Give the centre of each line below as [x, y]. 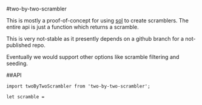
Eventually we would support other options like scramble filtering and [93, 57]
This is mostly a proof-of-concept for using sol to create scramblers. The [98, 20]
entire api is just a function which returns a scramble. [72, 27]
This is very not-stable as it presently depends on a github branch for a [95, 39]
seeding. [17, 63]
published [19, 45]
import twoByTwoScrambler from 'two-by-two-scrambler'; [78, 86]
